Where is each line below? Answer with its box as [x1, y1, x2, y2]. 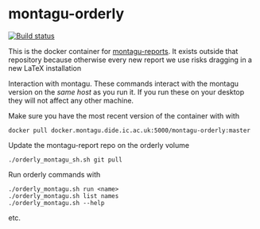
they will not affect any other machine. [8, 95, 134, 105]
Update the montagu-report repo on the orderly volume [8, 140, 189, 149]
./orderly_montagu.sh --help [8, 199, 105, 207]
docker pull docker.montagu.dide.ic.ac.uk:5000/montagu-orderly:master [8, 126, 250, 134]
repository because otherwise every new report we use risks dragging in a [8, 55, 253, 64]
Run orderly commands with [8, 169, 101, 179]
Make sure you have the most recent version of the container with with [8, 111, 240, 120]
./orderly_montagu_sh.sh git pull [8, 156, 123, 164]
